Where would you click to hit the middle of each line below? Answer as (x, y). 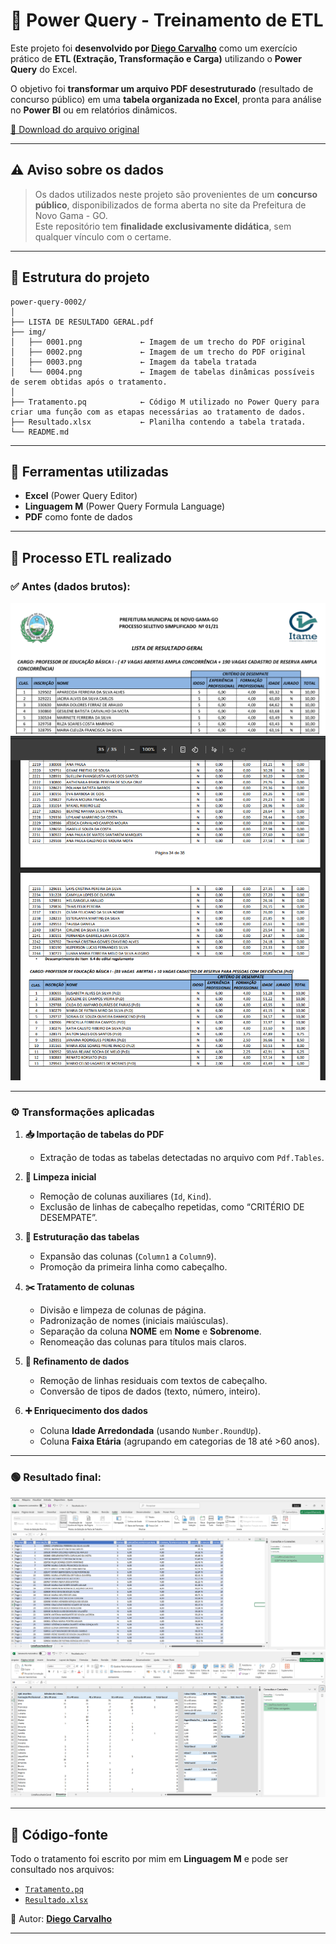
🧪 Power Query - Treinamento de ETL (167, 20)
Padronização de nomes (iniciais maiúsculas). (134, 1321)
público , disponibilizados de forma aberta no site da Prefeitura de (170, 205)
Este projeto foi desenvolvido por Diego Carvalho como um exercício (154, 48)
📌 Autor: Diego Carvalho (61, 1918)
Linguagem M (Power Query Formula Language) (125, 506)
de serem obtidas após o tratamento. (89, 382)
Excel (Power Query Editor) (81, 496)
